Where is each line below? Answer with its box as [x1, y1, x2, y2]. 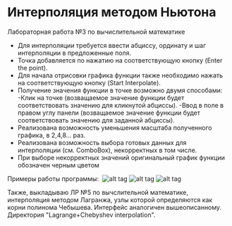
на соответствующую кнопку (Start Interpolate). [17, 78, 161, 87]
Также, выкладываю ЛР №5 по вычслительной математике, [7, 188, 189, 196]
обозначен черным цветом [17, 161, 100, 169]
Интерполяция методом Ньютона [7, 4, 216, 20]
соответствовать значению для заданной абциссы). [17, 115, 175, 124]
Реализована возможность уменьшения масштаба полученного [17, 123, 212, 132]
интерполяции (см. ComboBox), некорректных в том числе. [17, 146, 197, 154]
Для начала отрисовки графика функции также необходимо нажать [17, 71, 224, 80]
